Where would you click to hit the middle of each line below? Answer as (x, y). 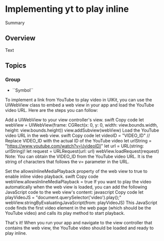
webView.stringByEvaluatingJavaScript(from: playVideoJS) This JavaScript (81, 203)
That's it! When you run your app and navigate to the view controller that (79, 223)
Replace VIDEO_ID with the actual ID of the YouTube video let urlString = (78, 141)
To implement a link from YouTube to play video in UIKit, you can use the (79, 100)
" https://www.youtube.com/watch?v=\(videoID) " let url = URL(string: (75, 146)
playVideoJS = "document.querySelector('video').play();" (63, 198)
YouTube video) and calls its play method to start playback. (65, 213)
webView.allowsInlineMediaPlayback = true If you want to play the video (78, 182)
